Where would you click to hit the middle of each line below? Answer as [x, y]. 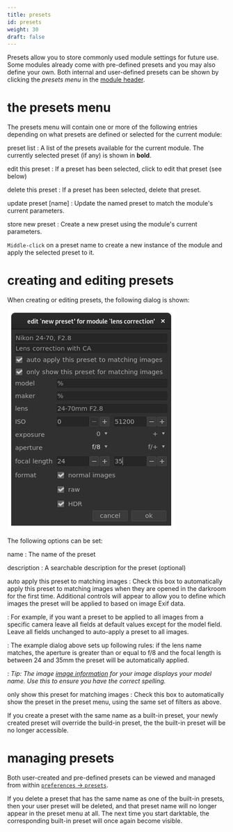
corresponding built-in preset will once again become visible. [95, 821]
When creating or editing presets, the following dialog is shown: [98, 300]
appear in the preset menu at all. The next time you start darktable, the [109, 814]
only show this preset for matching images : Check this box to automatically [116, 695]
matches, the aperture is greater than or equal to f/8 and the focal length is [114, 653]
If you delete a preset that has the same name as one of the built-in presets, [116, 799]
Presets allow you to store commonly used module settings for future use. [113, 57]
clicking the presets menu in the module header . [76, 79]
